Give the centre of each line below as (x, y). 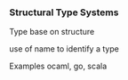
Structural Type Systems (64, 12)
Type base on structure (52, 32)
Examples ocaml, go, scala (58, 66)
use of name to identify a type (64, 49)
